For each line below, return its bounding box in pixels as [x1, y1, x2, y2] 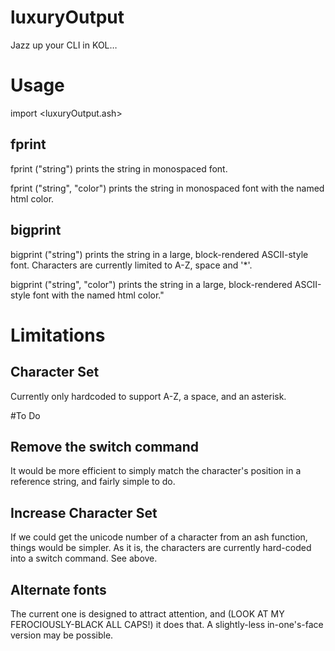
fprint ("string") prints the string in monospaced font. [10, 162, 228, 175]
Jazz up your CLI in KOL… [10, 39, 118, 51]
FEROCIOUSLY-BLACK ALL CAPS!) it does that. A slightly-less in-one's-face [10, 618, 324, 630]
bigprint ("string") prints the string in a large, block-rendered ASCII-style [10, 248, 309, 260]
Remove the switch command [10, 438, 199, 455]
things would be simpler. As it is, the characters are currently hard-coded [10, 542, 312, 554]
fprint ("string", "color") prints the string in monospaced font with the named [10, 182, 325, 194]
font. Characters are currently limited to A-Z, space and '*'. [10, 259, 253, 271]
